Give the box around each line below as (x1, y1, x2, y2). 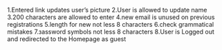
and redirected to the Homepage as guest (7, 35, 127, 43)
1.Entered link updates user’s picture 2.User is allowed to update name (7, 6, 207, 14)
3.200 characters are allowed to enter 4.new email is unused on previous (7, 13, 215, 21)
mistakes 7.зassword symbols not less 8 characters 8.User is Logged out (7, 27, 214, 36)
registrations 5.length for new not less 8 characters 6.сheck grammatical (7, 21, 214, 28)
